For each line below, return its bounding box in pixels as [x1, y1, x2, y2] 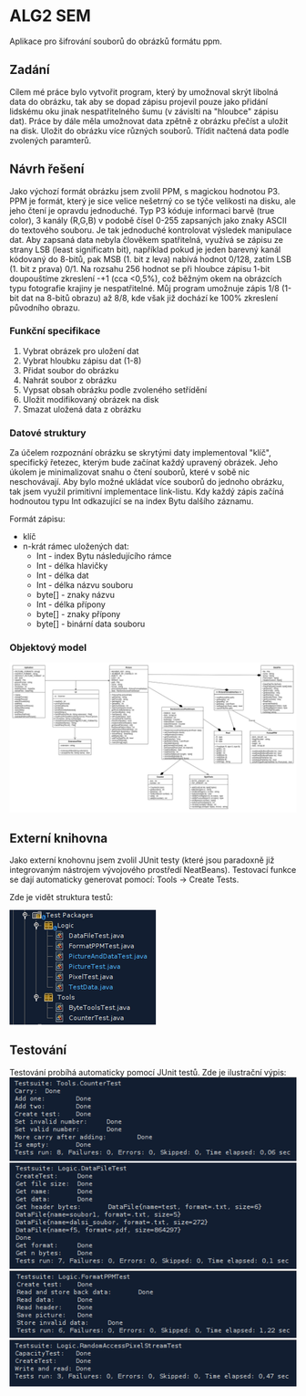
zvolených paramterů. [9, 134, 92, 146]
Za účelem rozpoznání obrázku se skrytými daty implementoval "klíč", [9, 447, 271, 458]
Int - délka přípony [36, 599, 107, 610]
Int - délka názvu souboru [36, 580, 134, 591]
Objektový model [9, 641, 87, 654]
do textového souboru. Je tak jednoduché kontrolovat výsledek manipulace [9, 225, 292, 236]
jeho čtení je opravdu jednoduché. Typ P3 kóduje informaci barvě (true [9, 205, 275, 215]
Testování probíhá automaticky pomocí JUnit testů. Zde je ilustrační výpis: [9, 1066, 287, 1077]
